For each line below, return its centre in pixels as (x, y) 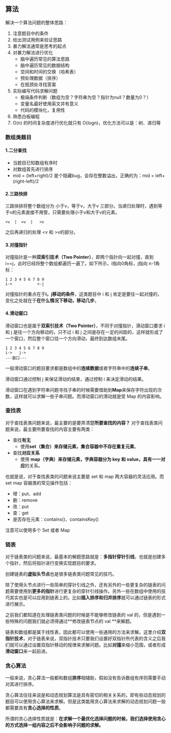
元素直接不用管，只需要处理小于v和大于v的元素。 (68, 212)
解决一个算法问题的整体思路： (36, 22)
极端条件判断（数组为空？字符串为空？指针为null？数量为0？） (85, 97)
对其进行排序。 (21, 684)
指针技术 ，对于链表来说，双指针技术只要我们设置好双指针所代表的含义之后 (83, 638)
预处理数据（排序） (40, 78)
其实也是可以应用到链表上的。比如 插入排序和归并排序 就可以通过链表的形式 (88, 598)
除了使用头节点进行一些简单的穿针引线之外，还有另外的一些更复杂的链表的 (83, 585)
